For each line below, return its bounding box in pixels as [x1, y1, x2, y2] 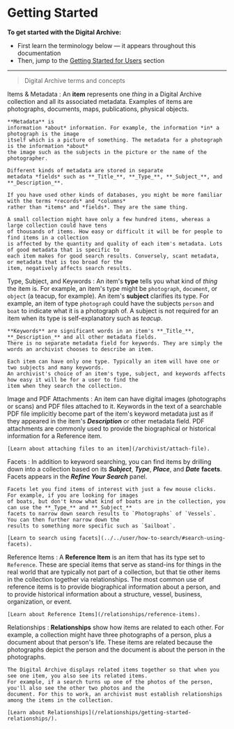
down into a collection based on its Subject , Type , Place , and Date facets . [7, 465, 222, 473]
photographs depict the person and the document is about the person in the [7, 645, 226, 654]
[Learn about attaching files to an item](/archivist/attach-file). [7, 445, 210, 452]
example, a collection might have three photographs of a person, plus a [7, 630, 212, 639]
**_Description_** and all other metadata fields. [7, 333, 157, 340]
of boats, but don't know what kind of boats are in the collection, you [7, 497, 226, 505]
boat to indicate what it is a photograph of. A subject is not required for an [7, 306, 219, 315]
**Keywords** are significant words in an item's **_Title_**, [7, 327, 195, 334]
